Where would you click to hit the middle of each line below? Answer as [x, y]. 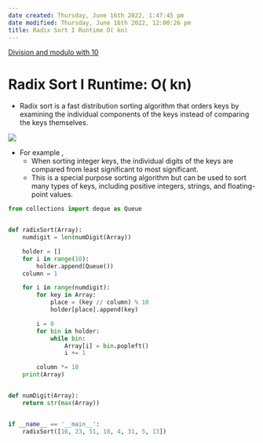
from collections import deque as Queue [75, 209]
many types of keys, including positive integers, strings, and [128, 186]
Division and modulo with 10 [54, 53]
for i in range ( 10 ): [56, 259]
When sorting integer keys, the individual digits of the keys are [132, 161]
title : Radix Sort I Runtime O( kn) [68, 30]
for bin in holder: [68, 331]
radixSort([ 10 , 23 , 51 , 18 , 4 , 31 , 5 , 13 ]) [95, 431]
